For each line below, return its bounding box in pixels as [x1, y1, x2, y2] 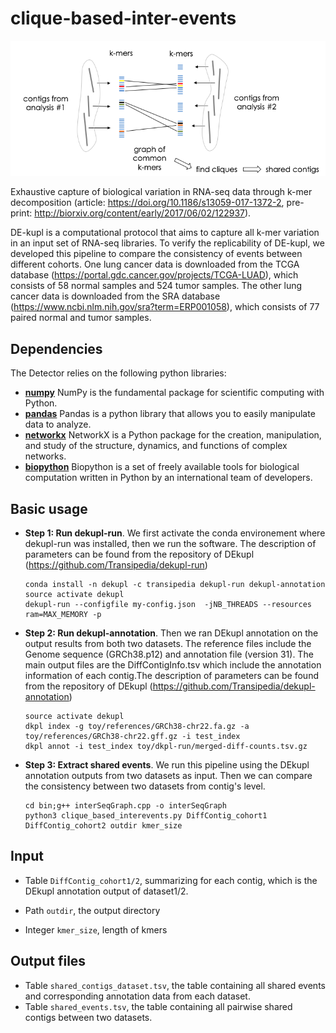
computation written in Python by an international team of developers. [24, 472, 313, 484]
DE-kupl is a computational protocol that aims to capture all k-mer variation [10, 227, 320, 239]
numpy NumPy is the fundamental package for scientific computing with [24, 387, 325, 399]
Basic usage [10, 500, 88, 517]
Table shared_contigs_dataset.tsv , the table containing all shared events [24, 979, 326, 991]
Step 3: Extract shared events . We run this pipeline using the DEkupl [24, 759, 310, 771]
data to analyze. [24, 418, 92, 431]
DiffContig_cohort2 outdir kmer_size [24, 821, 183, 831]
